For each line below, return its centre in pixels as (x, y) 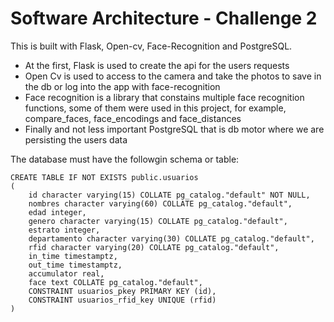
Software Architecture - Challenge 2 (164, 18)
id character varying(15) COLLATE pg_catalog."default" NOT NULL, (169, 195)
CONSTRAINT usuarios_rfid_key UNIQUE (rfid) (122, 300)
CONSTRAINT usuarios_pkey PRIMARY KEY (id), (122, 291)
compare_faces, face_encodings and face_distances (133, 118)
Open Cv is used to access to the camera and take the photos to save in (173, 76)
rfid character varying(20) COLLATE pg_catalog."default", (154, 247)
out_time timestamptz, (75, 265)
